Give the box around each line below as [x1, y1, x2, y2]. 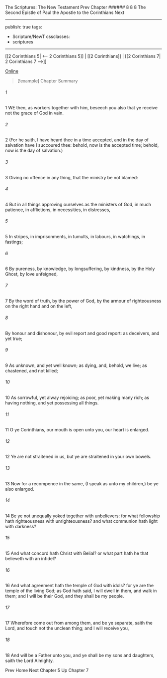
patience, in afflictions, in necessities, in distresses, [5, 207, 111, 213]
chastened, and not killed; [5, 367, 58, 373]
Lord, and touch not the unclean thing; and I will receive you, [5, 625, 129, 631]
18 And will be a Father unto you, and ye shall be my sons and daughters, [5, 652, 155, 658]
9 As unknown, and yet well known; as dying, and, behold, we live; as [5, 362, 148, 368]
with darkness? [5, 523, 36, 529]
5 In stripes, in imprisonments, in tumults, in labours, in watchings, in [5, 234, 146, 240]
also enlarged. [5, 486, 35, 492]
